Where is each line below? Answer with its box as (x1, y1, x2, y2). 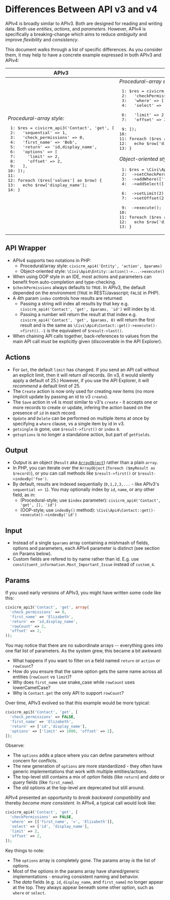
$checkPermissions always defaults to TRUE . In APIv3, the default (12, 284, 146, 290)
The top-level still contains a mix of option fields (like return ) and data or (12, 774, 165, 780)
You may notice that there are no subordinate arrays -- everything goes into (5, 642, 163, 648)
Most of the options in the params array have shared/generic (12, 868, 140, 874)
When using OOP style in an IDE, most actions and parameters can (12, 273, 152, 280)
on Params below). (12, 550, 52, 557)
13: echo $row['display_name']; (8, 182, 88, 188)
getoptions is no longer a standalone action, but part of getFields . (12, 431, 151, 438)
